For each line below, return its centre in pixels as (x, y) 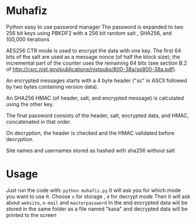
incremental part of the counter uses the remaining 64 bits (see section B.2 (97, 63)
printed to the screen (31, 215)
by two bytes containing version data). (52, 86)
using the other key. (30, 104)
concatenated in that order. (39, 121)
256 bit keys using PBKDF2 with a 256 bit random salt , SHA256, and (89, 33)
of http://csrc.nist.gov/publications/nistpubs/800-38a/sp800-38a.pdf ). (91, 69)
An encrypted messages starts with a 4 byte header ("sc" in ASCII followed (97, 80)
